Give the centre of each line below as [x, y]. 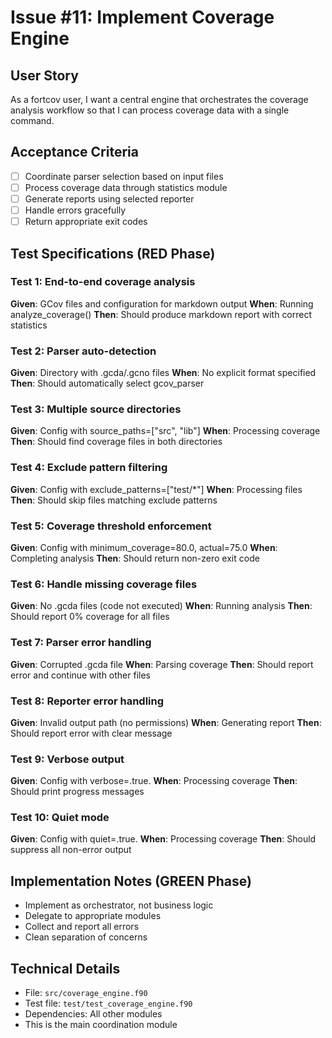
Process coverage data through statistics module [126, 187]
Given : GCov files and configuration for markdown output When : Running [162, 303]
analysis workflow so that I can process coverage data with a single [150, 110]
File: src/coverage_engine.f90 [86, 993]
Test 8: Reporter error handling [87, 701]
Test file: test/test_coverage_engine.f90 [108, 1003]
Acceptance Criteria [74, 152]
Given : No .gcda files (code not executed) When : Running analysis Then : [161, 606]
